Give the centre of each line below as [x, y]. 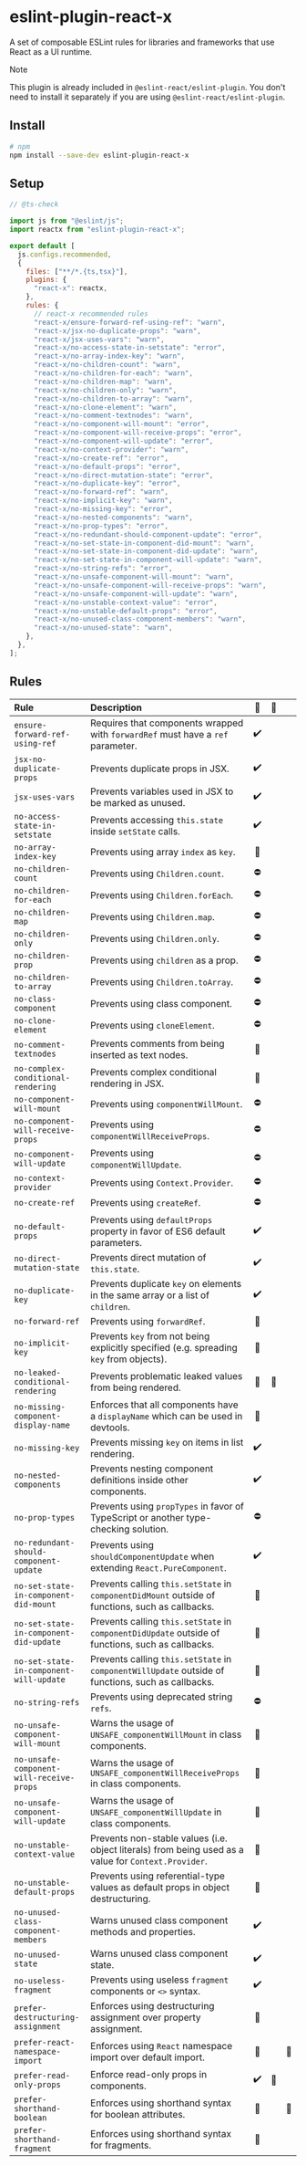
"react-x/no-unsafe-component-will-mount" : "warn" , [133, 577]
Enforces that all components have [164, 1405]
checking [110, 1529]
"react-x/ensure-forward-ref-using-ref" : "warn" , [129, 322]
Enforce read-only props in [149, 2074]
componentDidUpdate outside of [155, 1633]
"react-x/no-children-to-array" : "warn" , [113, 399]
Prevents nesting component [152, 1469]
